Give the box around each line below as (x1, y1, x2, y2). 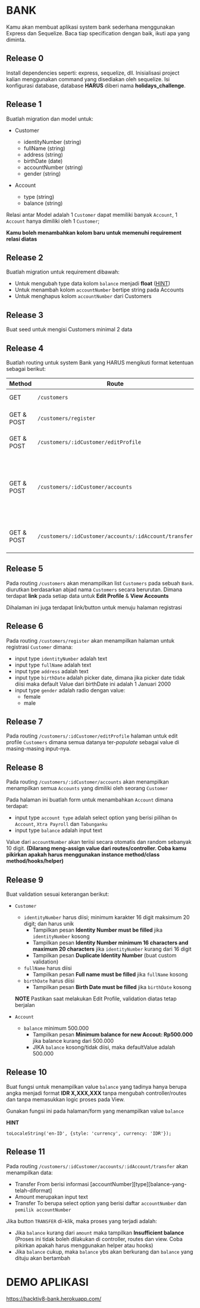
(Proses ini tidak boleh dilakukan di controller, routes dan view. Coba (14, 1235, 183, 1242)
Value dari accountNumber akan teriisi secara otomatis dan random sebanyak (6, 839, 192, 846)
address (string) (23, 151, 64, 158)
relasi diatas (6, 235, 37, 242)
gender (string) (23, 170, 61, 177)
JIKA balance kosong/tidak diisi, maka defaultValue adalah (32, 1043, 176, 1051)
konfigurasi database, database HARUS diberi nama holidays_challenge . (6, 82, 186, 89)
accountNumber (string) (23, 164, 83, 171)
